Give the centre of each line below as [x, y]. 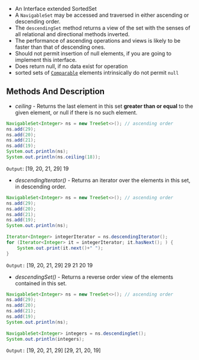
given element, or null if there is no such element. [76, 112]
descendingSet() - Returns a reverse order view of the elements [94, 277]
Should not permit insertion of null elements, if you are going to [93, 53]
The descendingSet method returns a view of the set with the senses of [103, 28]
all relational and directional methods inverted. [72, 34]
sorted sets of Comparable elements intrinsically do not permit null [97, 73]
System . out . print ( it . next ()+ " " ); [60, 248]
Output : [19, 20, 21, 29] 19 [38, 169]
